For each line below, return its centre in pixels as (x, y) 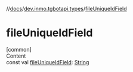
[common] (19, 49)
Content (16, 56)
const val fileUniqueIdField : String (48, 62)
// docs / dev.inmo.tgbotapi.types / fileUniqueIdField (66, 9)
